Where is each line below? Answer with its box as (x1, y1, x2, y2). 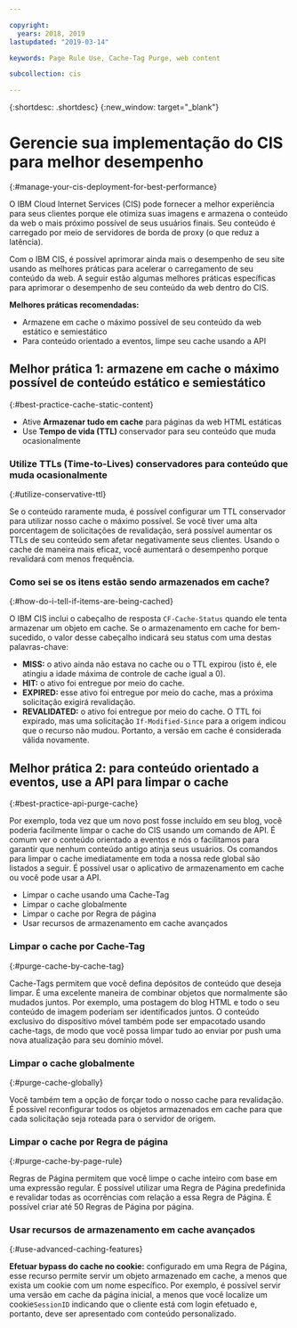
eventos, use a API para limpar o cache (9, 775, 229, 790)
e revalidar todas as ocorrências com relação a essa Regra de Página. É (9, 1192, 272, 1203)
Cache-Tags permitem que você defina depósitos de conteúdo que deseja (9, 978, 282, 988)
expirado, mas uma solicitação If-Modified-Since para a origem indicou (21, 716, 286, 726)
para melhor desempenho (9, 152, 205, 172)
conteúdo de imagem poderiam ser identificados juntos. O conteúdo (9, 1006, 260, 1017)
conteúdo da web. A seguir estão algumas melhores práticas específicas (9, 273, 276, 283)
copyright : (9, 20, 50, 29)
